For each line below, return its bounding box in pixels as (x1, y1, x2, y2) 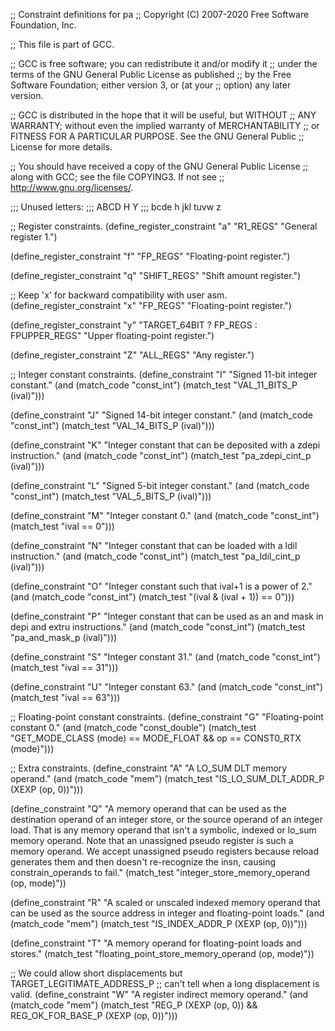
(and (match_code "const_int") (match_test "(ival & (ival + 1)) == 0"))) (10, 591, 295, 603)
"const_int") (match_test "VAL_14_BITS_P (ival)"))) (10, 420, 215, 431)
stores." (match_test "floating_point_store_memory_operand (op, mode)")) (10, 948, 315, 959)
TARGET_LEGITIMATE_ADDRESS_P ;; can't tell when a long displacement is (10, 978, 320, 989)
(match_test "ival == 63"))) (10, 692, 121, 703)
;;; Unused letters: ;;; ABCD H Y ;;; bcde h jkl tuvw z (10, 201, 222, 213)
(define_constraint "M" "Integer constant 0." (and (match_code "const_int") (10, 510, 320, 521)
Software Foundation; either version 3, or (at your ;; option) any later (10, 79, 292, 91)
